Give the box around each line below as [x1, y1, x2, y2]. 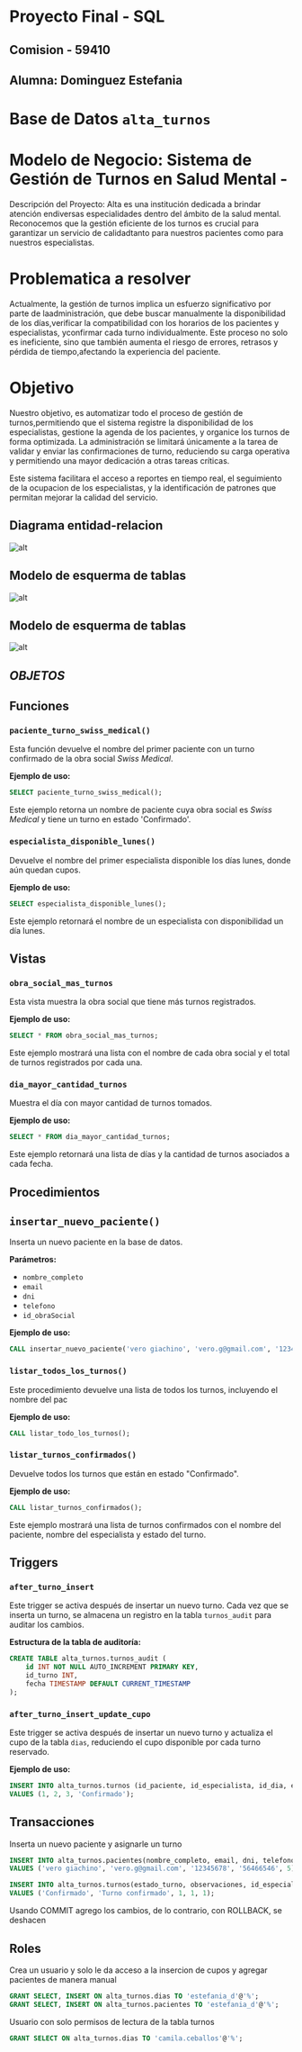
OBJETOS [9, 668, 66, 683]
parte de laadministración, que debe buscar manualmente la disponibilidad [9, 308, 286, 319]
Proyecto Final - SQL [9, 6, 165, 27]
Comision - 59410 [9, 42, 111, 58]
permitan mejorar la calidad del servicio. [9, 492, 159, 502]
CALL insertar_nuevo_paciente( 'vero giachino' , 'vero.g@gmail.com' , [9, 1344, 271, 1354]
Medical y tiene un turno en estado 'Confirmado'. [9, 814, 191, 825]
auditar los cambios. [9, 1619, 84, 1631]
